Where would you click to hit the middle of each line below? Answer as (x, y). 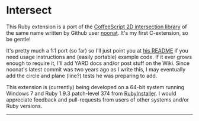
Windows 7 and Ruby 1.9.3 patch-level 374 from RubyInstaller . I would (91, 93)
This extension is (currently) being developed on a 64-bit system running (95, 87)
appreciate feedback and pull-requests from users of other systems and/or (98, 99)
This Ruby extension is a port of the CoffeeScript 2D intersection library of (97, 27)
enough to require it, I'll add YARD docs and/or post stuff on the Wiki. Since (98, 63)
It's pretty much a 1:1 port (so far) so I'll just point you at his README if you (97, 50)
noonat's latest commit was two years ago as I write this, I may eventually (96, 69)
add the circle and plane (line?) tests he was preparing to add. (82, 76)
